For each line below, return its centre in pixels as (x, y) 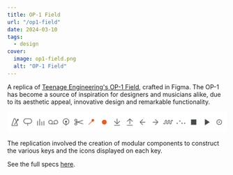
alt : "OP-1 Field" (40, 66)
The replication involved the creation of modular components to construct (113, 144)
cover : (17, 52)
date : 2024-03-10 (32, 29)
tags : (15, 37)
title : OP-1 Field (34, 15)
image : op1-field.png (45, 59)
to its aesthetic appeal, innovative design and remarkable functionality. (109, 102)
